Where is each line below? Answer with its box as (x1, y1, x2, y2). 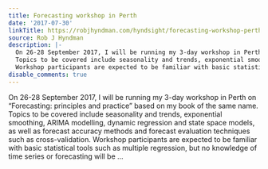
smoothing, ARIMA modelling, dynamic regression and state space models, (8, 117, 255, 127)
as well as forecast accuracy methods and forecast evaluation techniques (8, 126, 250, 136)
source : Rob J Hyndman (8, 33, 84, 42)
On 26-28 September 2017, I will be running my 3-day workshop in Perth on (8, 92, 257, 102)
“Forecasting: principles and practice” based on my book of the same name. (8, 101, 259, 110)
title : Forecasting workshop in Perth (8, 11, 137, 20)
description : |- (8, 41, 62, 49)
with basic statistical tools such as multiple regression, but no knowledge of (8, 143, 258, 152)
